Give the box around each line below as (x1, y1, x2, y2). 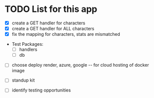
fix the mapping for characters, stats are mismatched (11, 31, 120, 37)
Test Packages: (11, 41, 44, 47)
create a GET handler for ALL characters (11, 26, 95, 31)
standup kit (11, 77, 35, 83)
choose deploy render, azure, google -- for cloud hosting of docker (11, 62, 149, 68)
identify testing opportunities (11, 87, 71, 93)
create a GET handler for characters (11, 20, 85, 26)
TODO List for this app (4, 3, 98, 15)
